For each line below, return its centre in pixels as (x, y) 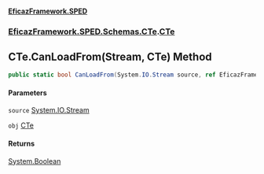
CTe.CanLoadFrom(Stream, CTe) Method (110, 56)
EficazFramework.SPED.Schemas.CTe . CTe (92, 31)
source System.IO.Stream (49, 110)
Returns (22, 143)
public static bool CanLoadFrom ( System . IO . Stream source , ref (112, 75)
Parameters (27, 93)
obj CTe (21, 125)
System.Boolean (35, 161)
